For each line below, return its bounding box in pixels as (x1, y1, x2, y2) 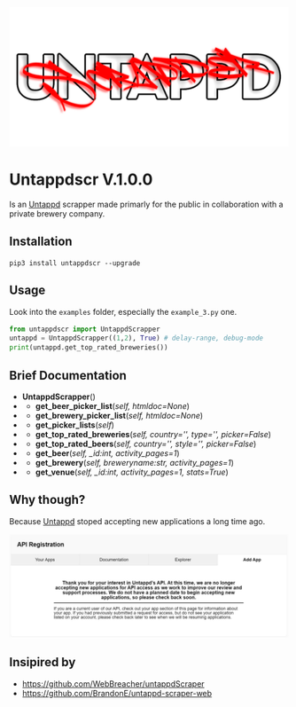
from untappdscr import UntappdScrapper (9, 325, 161, 334)
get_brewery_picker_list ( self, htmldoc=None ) (35, 411, 204, 420)
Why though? (9, 492, 86, 507)
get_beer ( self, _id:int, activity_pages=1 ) (35, 448, 180, 459)
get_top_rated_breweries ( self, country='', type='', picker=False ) (35, 429, 272, 439)
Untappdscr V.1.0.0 (9, 169, 153, 190)
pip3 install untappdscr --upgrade (9, 258, 141, 268)
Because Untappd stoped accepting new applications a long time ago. (9, 515, 266, 526)
